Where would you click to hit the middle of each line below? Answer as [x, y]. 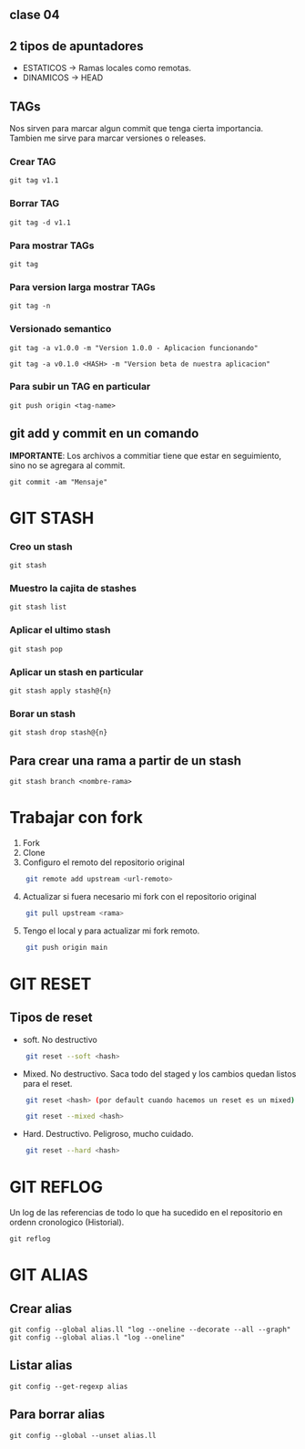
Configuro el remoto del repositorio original [103, 862]
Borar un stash [42, 714]
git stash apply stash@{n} [61, 691]
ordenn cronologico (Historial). [67, 1223]
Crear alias [41, 1308]
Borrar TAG [35, 203]
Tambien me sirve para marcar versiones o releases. [108, 138]
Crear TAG [33, 162]
